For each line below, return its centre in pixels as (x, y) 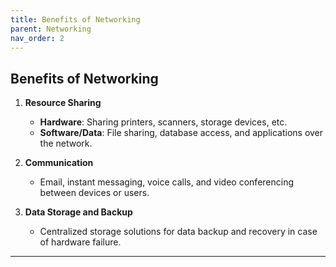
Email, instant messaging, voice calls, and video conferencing (167, 182)
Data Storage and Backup (78, 212)
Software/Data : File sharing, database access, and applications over (181, 133)
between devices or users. (94, 193)
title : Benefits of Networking (75, 19)
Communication (59, 163)
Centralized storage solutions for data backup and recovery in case (178, 232)
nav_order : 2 (37, 38)
